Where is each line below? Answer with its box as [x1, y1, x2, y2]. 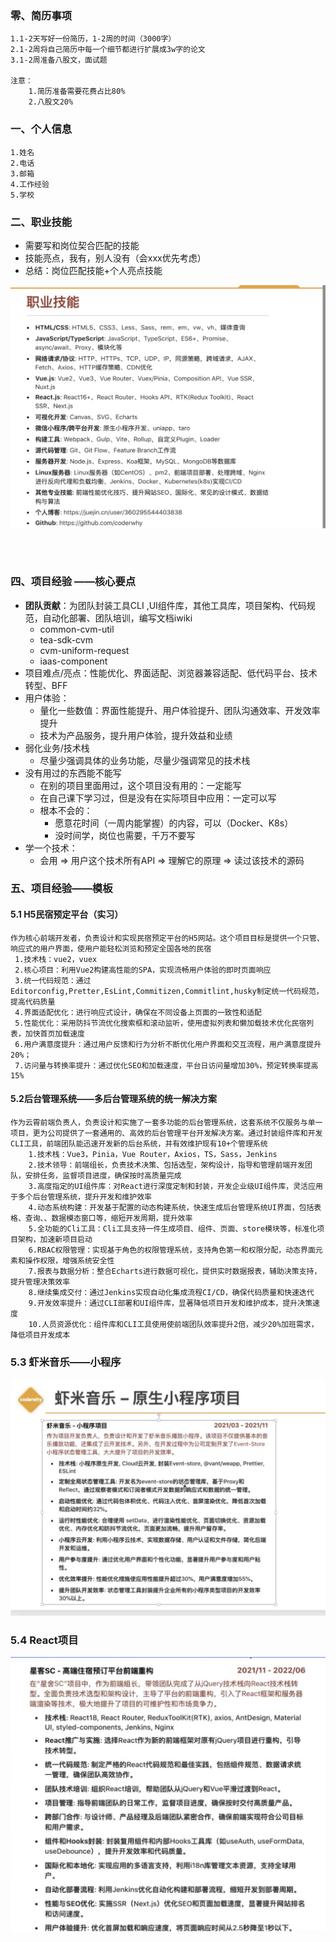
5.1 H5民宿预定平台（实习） [10, 908, 124, 921]
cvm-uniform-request [39, 644, 130, 656]
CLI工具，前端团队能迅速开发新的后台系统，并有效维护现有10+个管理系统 [10, 1138, 268, 1149]
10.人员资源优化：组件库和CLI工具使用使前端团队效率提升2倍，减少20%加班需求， [28, 1319, 319, 1329]
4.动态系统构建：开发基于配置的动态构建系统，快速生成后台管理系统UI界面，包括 [28, 1202, 315, 1212]
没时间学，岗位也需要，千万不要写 [54, 829, 196, 841]
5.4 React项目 [10, 1633, 79, 1647]
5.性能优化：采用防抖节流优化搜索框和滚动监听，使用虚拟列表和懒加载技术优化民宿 [14, 1018, 307, 1028]
